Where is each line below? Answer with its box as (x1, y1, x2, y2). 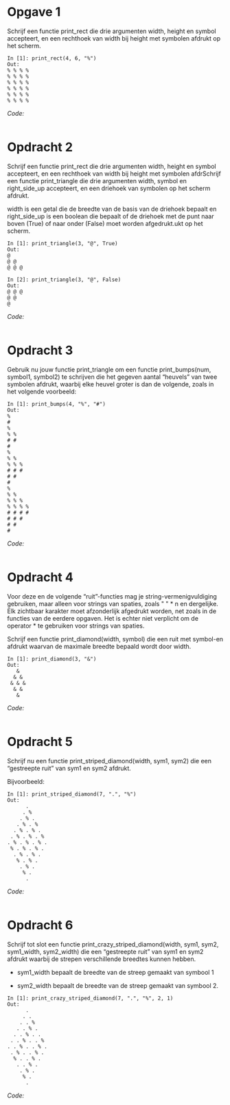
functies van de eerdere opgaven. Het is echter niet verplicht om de (7, 614, 199, 622)
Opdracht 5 (7, 734, 73, 750)
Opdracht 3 (7, 342, 73, 358)
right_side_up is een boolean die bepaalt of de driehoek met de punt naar (7, 211, 214, 220)
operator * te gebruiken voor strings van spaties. (7, 621, 145, 630)
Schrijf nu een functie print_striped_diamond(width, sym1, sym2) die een (7, 756, 211, 765)
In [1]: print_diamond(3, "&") (7, 655, 97, 662)
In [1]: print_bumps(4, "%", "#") (7, 400, 106, 407)
